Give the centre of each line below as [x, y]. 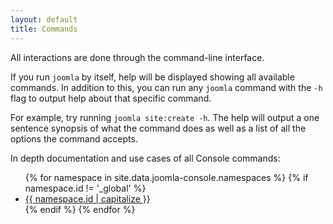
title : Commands [44, 29]
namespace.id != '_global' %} [85, 188]
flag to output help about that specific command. [111, 98]
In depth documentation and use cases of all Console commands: [145, 158]
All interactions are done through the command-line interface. [137, 57]
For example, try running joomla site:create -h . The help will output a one [165, 117]
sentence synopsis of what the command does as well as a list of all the [158, 128]
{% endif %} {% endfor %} [80, 209]
